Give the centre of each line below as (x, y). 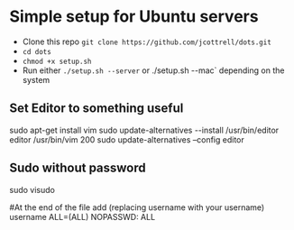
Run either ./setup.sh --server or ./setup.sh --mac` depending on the (153, 70)
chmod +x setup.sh (57, 61)
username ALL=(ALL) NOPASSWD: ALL (83, 216)
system (36, 79)
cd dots (37, 51)
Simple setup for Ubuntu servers (134, 17)
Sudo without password (78, 168)
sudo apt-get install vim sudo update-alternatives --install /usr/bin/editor (144, 130)
